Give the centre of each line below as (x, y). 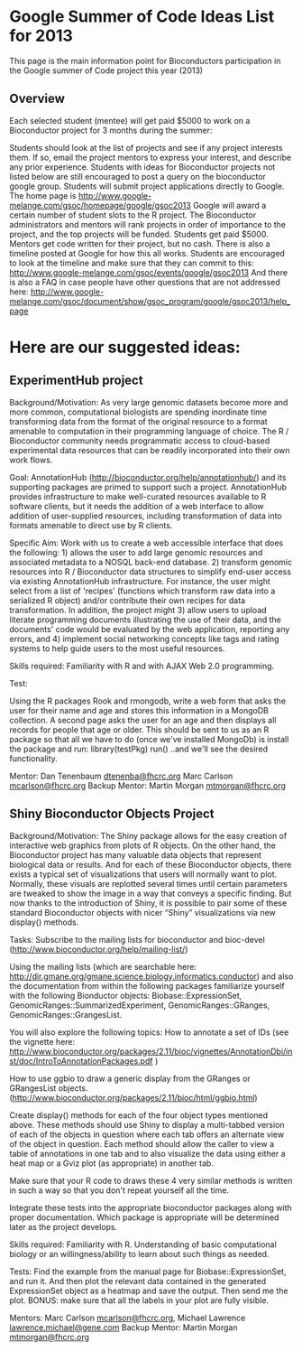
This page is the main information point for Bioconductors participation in (145, 61)
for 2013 (41, 36)
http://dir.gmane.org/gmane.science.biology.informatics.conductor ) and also (151, 976)
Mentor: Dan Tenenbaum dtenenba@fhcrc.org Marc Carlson (121, 776)
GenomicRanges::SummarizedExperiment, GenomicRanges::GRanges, (140, 1005)
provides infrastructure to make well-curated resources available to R (138, 496)
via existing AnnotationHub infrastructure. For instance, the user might (140, 581)
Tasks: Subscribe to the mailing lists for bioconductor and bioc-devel (137, 939)
